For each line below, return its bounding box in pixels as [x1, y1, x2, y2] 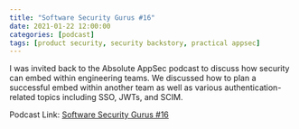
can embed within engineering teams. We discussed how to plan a [9, 73, 257, 84]
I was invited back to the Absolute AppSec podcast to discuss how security [9, 63, 290, 74]
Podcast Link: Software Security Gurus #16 [9, 109, 170, 120]
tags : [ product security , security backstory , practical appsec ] [9, 38, 260, 48]
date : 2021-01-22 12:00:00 [9, 22, 111, 31]
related [9, 92, 36, 103]
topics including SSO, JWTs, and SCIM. [37, 92, 183, 103]
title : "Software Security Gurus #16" [9, 13, 155, 23]
